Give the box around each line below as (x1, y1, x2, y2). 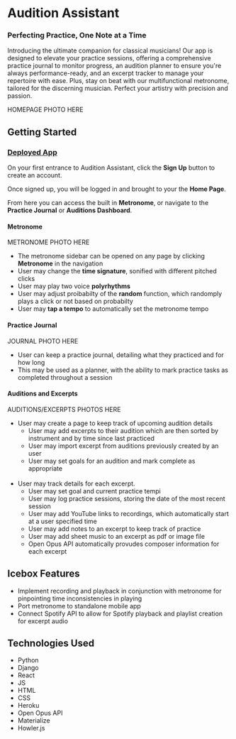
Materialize (17, 716, 51, 725)
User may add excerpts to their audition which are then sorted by (28, 426, 218, 434)
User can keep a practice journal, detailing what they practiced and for (17, 350, 225, 359)
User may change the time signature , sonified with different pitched (17, 267, 218, 275)
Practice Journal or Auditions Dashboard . (7, 206, 133, 214)
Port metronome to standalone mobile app (17, 601, 142, 610)
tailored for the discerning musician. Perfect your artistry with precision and (7, 84, 228, 93)
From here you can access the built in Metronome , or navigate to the (7, 199, 209, 207)
